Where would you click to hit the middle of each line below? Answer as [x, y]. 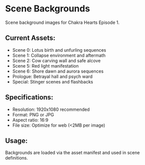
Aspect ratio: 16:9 [30, 120]
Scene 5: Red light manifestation [45, 66]
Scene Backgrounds [48, 9]
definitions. [17, 158]
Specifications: [29, 97]
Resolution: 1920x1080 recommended [51, 109]
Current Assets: [30, 38]
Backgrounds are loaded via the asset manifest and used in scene [72, 153]
